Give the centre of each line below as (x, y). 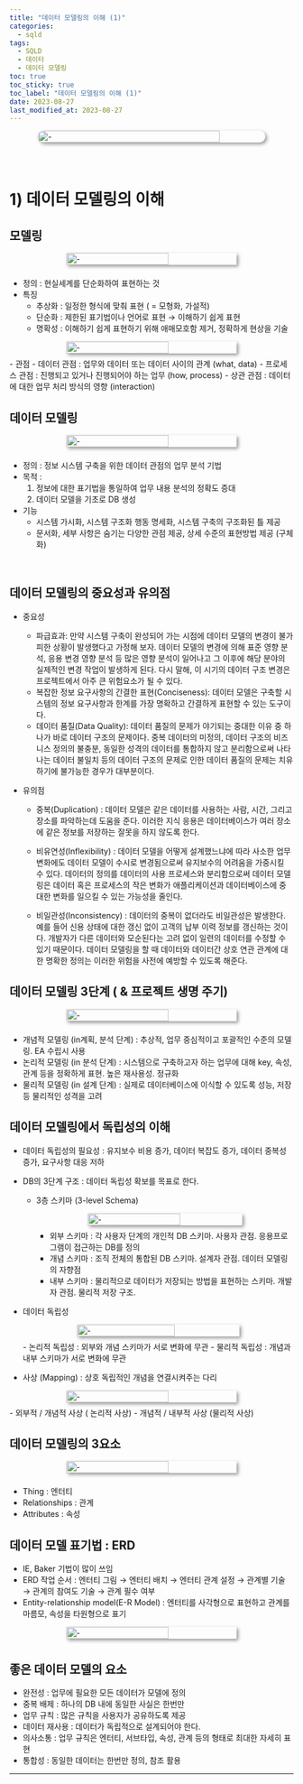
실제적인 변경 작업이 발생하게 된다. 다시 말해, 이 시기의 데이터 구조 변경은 (163, 670)
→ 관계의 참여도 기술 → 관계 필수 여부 (89, 1591)
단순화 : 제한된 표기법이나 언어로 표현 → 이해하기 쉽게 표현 (138, 318)
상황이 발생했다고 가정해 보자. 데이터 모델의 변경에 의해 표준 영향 (166, 647)
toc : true (28, 77)
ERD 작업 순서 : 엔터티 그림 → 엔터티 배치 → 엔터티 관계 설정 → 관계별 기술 (154, 1580)
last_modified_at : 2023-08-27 (66, 110)
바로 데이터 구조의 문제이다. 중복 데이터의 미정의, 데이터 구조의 (162, 737)
